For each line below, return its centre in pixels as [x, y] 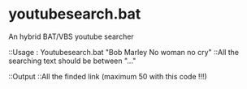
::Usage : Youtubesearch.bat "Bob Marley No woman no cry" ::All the [124, 52]
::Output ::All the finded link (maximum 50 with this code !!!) [108, 76]
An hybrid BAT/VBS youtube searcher [71, 36]
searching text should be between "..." [72, 61]
